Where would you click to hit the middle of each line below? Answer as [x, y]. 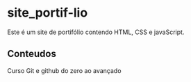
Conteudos [32, 54]
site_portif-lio [48, 13]
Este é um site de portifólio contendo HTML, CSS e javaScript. [96, 32]
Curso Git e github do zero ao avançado [64, 70]
